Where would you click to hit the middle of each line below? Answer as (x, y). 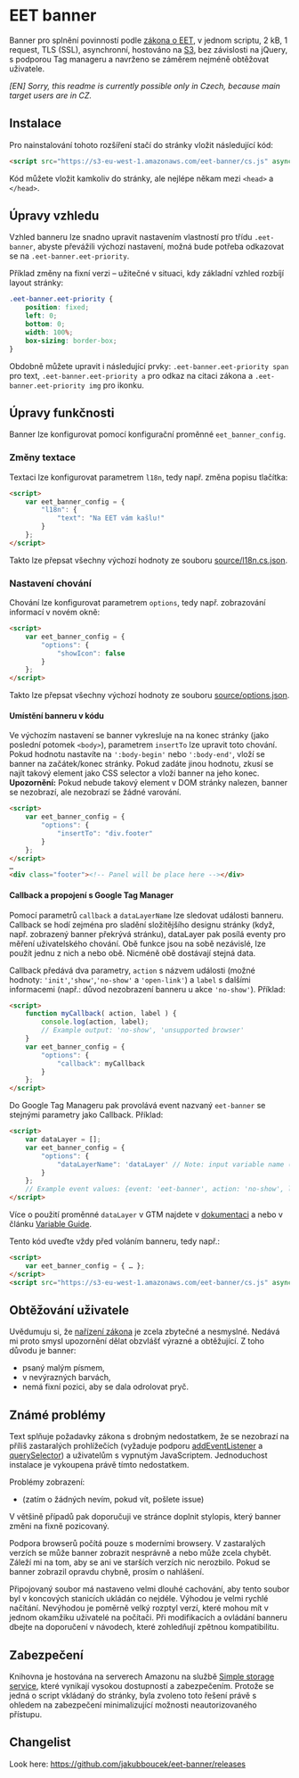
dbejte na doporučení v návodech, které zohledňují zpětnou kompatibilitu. (144, 1627)
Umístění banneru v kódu (57, 715)
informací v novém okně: (55, 613)
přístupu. (26, 1714)
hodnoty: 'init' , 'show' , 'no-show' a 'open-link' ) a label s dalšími (130, 980)
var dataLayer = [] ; (63, 1140)
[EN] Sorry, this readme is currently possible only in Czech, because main (145, 86)
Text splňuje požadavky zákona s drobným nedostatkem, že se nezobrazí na (149, 1436)
